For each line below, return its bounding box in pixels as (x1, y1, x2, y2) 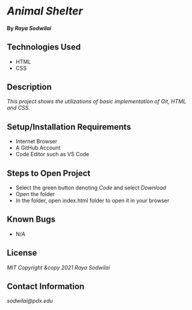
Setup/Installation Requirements (7, 122, 131, 132)
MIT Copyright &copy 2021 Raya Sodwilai (7, 264, 110, 271)
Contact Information (7, 282, 85, 292)
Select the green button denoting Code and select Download (15, 184, 167, 191)
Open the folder (15, 191, 55, 198)
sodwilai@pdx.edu (7, 297, 53, 305)
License (7, 248, 37, 258)
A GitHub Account (15, 144, 61, 151)
